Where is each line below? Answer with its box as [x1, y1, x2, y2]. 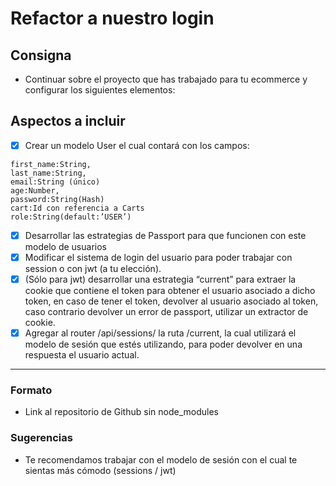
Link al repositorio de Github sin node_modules [24, 406, 219, 418]
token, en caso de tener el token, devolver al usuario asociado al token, [24, 295, 319, 307]
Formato [10, 383, 53, 397]
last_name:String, [10, 168, 87, 178]
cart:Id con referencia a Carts [10, 203, 145, 213]
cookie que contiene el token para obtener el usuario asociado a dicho [24, 285, 316, 297]
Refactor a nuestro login [10, 7, 215, 30]
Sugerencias [10, 431, 73, 445]
